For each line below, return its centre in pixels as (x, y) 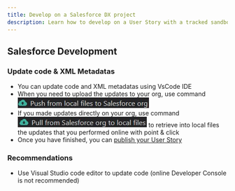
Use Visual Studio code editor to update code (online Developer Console (122, 173)
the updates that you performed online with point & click (98, 132)
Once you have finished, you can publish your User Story (100, 140)
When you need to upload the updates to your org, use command (112, 94)
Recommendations (40, 158)
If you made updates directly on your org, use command (98, 113)
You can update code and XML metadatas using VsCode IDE (105, 87)
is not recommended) (48, 181)
